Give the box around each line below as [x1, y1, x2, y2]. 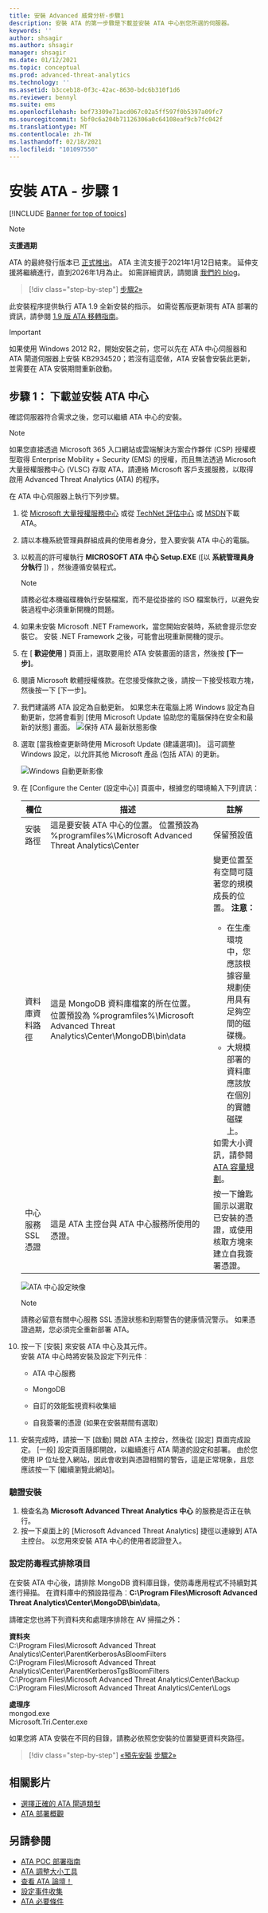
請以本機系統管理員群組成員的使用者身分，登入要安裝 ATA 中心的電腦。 [20, 535, 254, 545]
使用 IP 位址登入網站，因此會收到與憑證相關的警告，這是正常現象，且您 [20, 1455, 254, 1465]
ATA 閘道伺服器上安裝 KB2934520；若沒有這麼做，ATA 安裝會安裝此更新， [9, 354, 254, 364]
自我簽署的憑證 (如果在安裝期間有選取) [32, 1418, 158, 1428]
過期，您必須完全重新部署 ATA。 [27, 1325, 134, 1335]
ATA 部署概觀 [20, 1808, 64, 1818]
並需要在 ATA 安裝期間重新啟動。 [9, 364, 117, 373]
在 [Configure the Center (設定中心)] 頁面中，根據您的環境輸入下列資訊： [20, 783, 259, 793]
